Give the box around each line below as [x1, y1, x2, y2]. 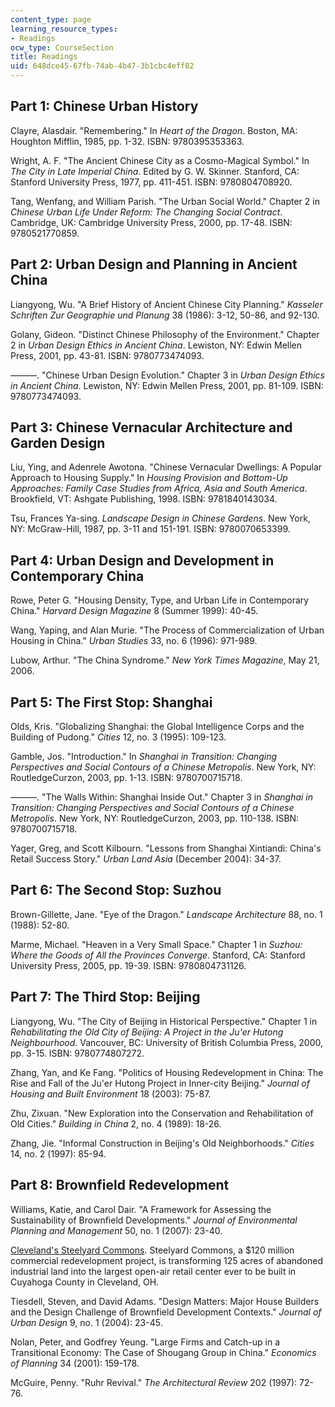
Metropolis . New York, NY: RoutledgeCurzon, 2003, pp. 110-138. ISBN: [10, 812, 300, 825]
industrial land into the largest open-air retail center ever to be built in [10, 1265, 297, 1277]
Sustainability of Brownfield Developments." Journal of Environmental [10, 1214, 298, 1226]
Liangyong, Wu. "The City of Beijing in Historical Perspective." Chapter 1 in [10, 1015, 318, 1027]
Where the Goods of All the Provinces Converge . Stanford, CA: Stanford [10, 949, 306, 961]
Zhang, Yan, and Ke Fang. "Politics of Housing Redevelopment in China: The [10, 1066, 324, 1078]
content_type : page [10, 14, 92, 25]
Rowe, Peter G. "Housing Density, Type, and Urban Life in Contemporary [10, 594, 310, 606]
